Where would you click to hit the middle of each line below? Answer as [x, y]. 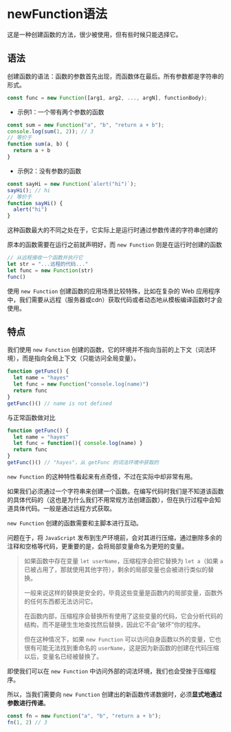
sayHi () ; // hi [29, 190]
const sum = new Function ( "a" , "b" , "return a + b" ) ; [86, 125]
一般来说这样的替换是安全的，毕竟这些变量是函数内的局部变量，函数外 [123, 592]
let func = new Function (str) [51, 270]
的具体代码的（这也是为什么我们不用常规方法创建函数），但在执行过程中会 [111, 499]
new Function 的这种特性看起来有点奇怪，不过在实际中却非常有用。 [102, 477]
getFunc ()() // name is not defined [59, 404]
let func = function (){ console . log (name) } [78, 443]
